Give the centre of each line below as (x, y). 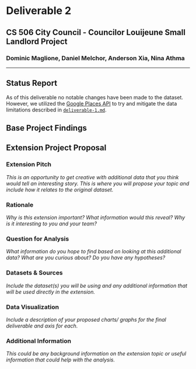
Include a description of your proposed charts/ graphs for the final (86, 319)
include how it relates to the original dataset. (60, 189)
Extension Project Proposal (56, 148)
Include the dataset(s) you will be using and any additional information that (97, 286)
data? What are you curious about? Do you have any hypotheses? (86, 257)
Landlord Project (37, 41)
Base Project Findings (47, 128)
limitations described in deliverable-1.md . (56, 110)
